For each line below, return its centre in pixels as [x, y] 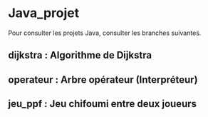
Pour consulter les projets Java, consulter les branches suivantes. [105, 33]
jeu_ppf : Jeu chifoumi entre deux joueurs [103, 104]
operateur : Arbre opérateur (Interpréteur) [103, 80]
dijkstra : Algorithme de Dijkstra [80, 55]
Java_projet [44, 13]
